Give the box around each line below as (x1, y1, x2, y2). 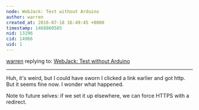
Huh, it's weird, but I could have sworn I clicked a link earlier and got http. (6, 74, 185, 81)
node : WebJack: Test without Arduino (6, 8, 99, 15)
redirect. (6, 98, 27, 105)
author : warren (6, 14, 44, 20)
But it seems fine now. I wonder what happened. (6, 81, 124, 88)
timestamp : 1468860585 (6, 25, 62, 31)
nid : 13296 (6, 31, 33, 36)
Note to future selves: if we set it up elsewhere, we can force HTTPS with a (6, 92, 190, 99)
